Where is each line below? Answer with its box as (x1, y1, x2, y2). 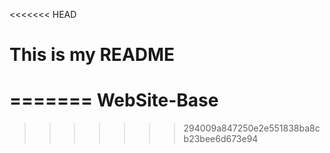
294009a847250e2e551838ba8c (183, 122, 321, 134)
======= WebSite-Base (9, 89, 219, 112)
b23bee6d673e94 (183, 133, 259, 145)
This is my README (9, 44, 176, 66)
